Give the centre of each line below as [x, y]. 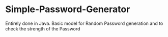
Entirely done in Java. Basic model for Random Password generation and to [84, 23]
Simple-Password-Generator [68, 9]
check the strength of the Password [43, 28]
